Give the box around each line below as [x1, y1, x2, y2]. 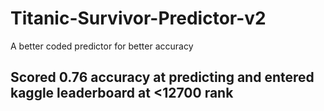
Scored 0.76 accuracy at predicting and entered [10, 69, 315, 86]
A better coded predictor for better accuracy [10, 40, 194, 52]
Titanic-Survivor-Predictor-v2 [10, 7, 267, 30]
